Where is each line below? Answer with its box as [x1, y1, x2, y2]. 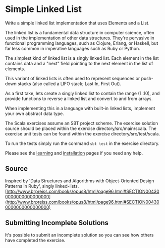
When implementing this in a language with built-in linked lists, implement [5, 105, 155, 111]
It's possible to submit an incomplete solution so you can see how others [5, 232, 154, 238]
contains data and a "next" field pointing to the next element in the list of [5, 60, 154, 66]
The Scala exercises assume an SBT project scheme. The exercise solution [5, 120, 158, 126]
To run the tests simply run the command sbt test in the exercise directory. [5, 140, 160, 146]
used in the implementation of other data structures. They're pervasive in [5, 35, 155, 41]
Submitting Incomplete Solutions [5, 219, 109, 227]
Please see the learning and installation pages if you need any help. [5, 150, 143, 156]
